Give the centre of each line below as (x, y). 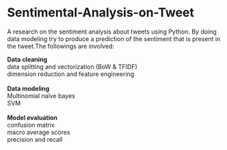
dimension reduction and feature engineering (71, 74)
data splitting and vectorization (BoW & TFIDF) (72, 66)
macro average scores (39, 132)
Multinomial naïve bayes (41, 96)
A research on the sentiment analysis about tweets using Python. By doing (112, 32)
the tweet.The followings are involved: (61, 46)
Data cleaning (27, 59)
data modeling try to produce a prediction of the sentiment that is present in (114, 38)
